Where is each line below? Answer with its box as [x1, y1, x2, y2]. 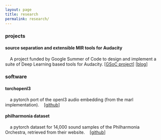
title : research [5, 12, 38, 17]
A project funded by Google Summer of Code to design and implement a [9, 56, 157, 62]
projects [5, 33, 26, 39]
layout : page [5, 7, 32, 12]
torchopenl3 [5, 86, 31, 92]
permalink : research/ [5, 16, 50, 21]
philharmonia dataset [5, 113, 50, 119]
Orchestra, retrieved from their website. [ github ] [5, 129, 106, 135]
